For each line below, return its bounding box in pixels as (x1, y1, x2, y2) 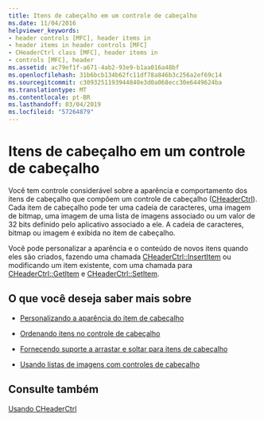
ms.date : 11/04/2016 (8, 19, 77, 27)
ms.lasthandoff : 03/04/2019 (8, 100, 102, 108)
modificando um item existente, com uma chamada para (8, 260, 193, 270)
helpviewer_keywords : (8, 26, 80, 34)
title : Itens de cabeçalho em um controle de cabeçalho (8, 11, 197, 20)
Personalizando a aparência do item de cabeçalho (19, 313, 184, 323)
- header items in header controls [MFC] (8, 41, 148, 49)
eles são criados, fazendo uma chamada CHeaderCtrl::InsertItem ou (8, 252, 231, 262)
